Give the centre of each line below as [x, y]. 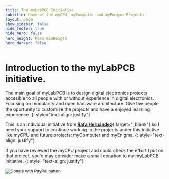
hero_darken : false [26, 43]
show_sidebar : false [27, 24]
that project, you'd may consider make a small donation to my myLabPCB [82, 156]
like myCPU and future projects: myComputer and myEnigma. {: [72, 135]
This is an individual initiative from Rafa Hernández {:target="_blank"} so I [82, 124]
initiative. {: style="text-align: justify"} [45, 161]
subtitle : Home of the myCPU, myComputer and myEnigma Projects [75, 15]
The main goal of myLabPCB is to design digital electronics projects [76, 93]
